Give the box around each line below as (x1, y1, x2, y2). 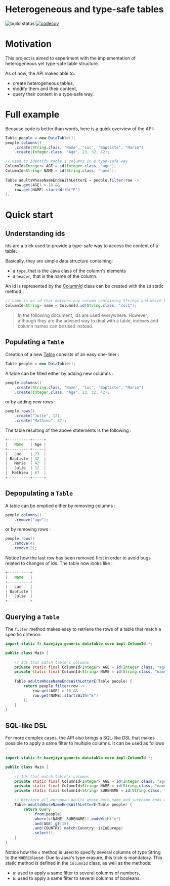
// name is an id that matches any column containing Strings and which (5, 299, 162, 304)
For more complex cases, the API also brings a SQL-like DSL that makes (5, 735, 155, 741)
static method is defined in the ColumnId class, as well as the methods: (5, 860, 152, 866)
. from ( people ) (32, 811, 62, 817)
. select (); (32, 831, 56, 836)
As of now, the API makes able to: (5, 70, 75, 76)
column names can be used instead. (17, 323, 94, 329)
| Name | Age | (5, 441, 47, 447)
